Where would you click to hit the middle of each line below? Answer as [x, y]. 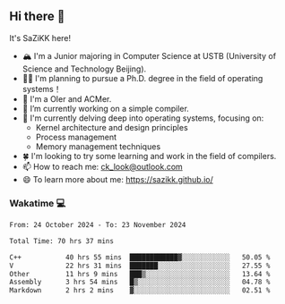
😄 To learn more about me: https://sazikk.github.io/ [117, 179]
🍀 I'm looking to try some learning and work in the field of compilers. [149, 156]
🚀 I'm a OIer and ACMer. [67, 98]
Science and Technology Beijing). [84, 69]
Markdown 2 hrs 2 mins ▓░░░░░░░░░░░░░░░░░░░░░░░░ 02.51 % [140, 291]
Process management [76, 137]
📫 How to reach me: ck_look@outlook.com [103, 166]
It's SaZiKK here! [40, 38]
